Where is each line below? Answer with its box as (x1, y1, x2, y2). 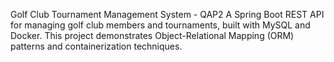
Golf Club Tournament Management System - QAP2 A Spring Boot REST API (10, 9, 325, 20)
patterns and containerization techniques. (10, 40, 183, 52)
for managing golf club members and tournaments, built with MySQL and (10, 19, 311, 31)
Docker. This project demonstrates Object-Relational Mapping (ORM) (10, 30, 295, 41)
